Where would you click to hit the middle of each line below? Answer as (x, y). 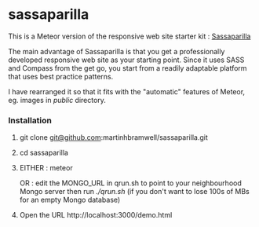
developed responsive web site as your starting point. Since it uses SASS (126, 60)
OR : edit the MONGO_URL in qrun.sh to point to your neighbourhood (130, 183)
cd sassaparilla (44, 153)
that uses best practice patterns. (61, 76)
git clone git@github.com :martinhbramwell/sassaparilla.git (113, 137)
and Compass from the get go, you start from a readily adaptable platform (128, 68)
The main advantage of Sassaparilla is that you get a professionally (117, 51)
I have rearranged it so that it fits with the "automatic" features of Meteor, (127, 91)
